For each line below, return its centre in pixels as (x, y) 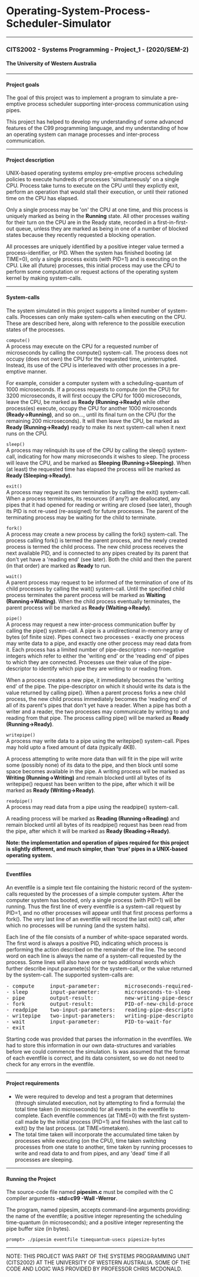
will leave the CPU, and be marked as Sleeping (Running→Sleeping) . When (99, 463)
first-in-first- (173, 222)
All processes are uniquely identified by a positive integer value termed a (95, 246)
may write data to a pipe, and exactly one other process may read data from (99, 643)
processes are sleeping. (44, 1160)
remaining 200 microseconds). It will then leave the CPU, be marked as (93, 421)
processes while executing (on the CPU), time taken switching (91, 1141)
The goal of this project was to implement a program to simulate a (86, 98)
